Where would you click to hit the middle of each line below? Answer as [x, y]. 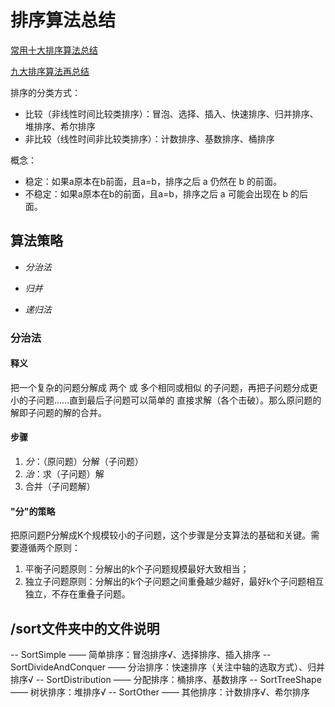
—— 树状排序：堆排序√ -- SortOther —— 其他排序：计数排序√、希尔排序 [160, 692]
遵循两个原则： [49, 548]
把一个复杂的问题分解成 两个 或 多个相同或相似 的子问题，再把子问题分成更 [164, 387]
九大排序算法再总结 [50, 71]
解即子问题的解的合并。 [58, 412]
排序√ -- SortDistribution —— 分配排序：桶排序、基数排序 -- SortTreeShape [166, 680]
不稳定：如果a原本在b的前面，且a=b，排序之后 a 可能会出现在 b [156, 193]
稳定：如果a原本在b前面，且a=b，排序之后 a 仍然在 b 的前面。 [153, 181]
